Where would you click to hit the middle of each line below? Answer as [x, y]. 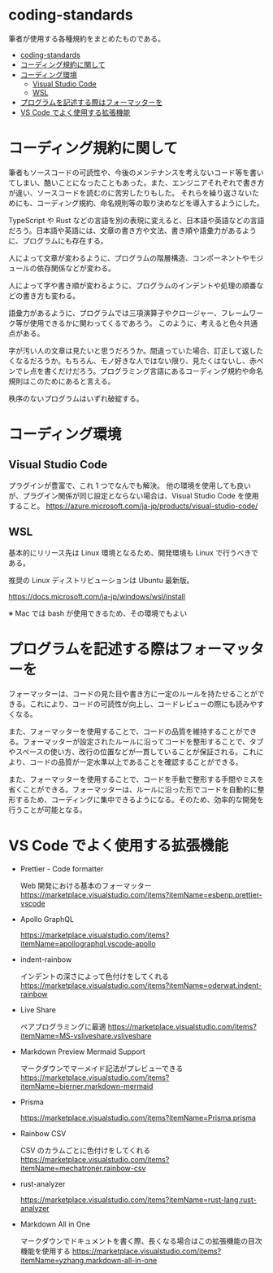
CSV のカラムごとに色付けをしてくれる [85, 1150]
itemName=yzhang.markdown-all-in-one [89, 1260]
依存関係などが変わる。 [76, 268]
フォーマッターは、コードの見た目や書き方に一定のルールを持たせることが [133, 693]
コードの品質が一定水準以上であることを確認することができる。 [136, 762]
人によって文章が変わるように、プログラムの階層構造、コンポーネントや [129, 257]
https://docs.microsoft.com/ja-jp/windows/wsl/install [97, 596]
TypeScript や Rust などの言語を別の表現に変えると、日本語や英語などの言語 [136, 220]
